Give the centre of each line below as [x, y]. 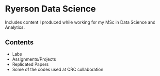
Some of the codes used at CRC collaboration [58, 69]
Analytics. [15, 27]
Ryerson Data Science [50, 9]
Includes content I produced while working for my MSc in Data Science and [80, 22]
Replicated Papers [30, 64]
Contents [19, 43]
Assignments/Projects [34, 59]
